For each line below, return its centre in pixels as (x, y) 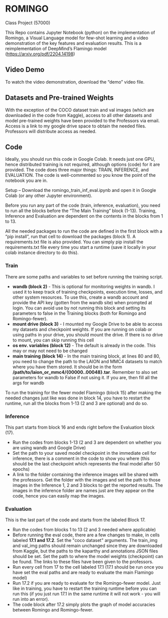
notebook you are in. (27, 181)
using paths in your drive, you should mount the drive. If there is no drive (88, 334)
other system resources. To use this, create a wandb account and (80, 297)
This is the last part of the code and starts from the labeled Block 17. (75, 520)
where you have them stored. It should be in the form (67, 367)
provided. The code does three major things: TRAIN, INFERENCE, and (77, 170)
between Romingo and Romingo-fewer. (53, 610)
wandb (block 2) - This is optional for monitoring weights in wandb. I (83, 286)
